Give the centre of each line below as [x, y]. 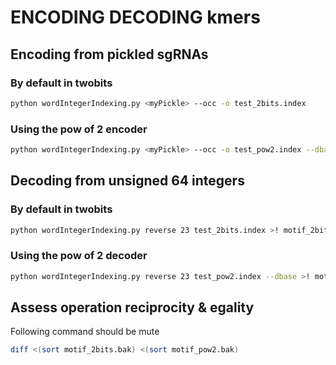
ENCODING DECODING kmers [135, 17]
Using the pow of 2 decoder [79, 256]
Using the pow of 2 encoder [79, 129]
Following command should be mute [85, 332]
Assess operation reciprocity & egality [132, 307]
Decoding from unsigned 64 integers [127, 181]
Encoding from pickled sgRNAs [109, 54]
